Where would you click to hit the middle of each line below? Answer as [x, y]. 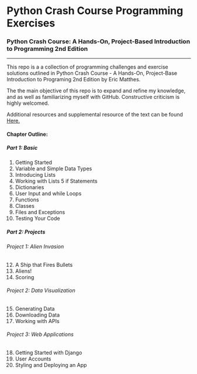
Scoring [25, 277]
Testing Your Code [37, 218]
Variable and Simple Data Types [53, 169]
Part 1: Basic [22, 147]
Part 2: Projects [26, 232]
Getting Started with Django [49, 353]
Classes [25, 206]
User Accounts [33, 359]
